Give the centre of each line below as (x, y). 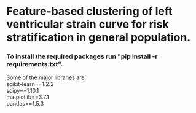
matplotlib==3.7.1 (28, 97)
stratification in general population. (99, 37)
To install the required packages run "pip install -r (82, 56)
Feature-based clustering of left (90, 11)
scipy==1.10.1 (23, 91)
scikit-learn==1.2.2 (30, 84)
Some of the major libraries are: (46, 77)
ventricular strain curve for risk (88, 24)
